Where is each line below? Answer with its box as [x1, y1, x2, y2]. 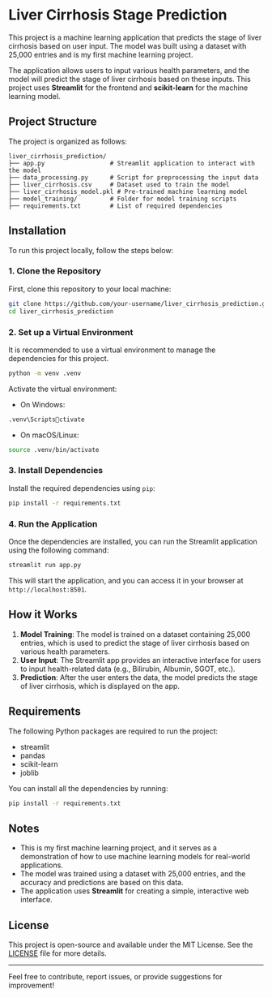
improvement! [8, 980, 55, 990]
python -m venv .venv [8, 369, 82, 377]
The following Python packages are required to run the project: [8, 726, 219, 736]
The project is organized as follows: [8, 136, 128, 146]
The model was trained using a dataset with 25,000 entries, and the [19, 869, 246, 879]
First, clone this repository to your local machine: [8, 284, 172, 294]
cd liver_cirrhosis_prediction [8, 307, 114, 316]
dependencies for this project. [8, 353, 109, 363]
